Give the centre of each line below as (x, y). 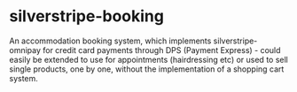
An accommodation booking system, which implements (110, 41)
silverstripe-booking (86, 16)
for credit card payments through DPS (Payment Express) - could (162, 50)
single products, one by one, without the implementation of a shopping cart (147, 69)
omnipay (25, 50)
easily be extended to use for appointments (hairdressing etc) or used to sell (148, 59)
